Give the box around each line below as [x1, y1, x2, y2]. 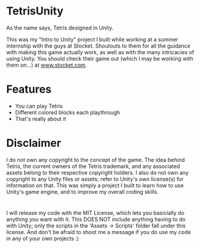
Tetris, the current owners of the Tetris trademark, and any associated [6, 163, 181, 170]
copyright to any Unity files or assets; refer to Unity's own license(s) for [6, 175, 184, 182]
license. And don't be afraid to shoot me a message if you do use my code [6, 229, 191, 235]
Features [6, 82, 52, 96]
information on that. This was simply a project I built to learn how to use [6, 182, 184, 189]
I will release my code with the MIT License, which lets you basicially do [6, 209, 185, 216]
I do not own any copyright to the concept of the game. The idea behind [6, 156, 185, 163]
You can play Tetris [14, 102, 63, 110]
